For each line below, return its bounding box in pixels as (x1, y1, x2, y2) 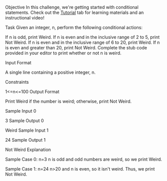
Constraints (5, 79, 29, 85)
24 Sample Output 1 (5, 137, 46, 143)
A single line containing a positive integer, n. (5, 69, 96, 75)
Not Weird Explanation (5, 147, 51, 153)
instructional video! (5, 15, 45, 20)
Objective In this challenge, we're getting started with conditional (5, 4, 139, 10)
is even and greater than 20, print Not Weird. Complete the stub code (5, 45, 147, 50)
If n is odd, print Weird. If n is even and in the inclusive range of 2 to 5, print (5, 34, 160, 40)
